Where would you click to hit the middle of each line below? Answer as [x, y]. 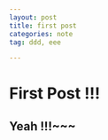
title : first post [43, 26]
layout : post [33, 17]
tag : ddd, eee [35, 42]
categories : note [41, 34]
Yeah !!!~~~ [43, 126]
